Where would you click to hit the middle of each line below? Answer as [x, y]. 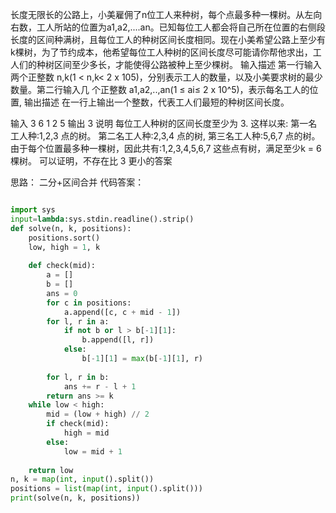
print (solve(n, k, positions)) [75, 498]
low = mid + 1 [93, 451]
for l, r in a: [78, 321]
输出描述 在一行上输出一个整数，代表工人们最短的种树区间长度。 [156, 102]
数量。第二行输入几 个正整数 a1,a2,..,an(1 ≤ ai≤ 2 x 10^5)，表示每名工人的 [160, 89]
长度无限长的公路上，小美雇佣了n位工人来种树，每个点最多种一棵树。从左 [162, 14]
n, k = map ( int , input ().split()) [82, 479]
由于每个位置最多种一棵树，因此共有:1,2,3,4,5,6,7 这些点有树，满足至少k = [162, 148]
